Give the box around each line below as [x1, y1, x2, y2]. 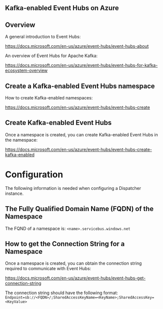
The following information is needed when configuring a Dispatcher [5, 185, 141, 191]
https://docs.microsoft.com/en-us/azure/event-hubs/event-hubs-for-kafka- [5, 62, 158, 68]
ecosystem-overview [5, 67, 48, 73]
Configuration [5, 169, 64, 180]
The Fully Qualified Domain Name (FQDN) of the [5, 205, 154, 213]
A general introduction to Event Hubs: [5, 34, 81, 40]
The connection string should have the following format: [5, 290, 118, 296]
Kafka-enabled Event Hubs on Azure [5, 4, 119, 12]
